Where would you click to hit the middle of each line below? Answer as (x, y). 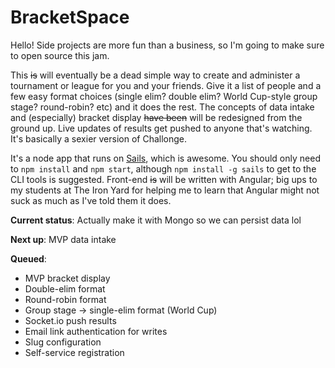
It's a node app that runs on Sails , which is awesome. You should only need (165, 158)
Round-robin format (65, 299)
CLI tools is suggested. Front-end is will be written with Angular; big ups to (164, 179)
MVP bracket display (67, 278)
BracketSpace (70, 17)
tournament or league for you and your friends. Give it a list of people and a (166, 85)
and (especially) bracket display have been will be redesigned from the (156, 117)
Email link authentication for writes (96, 331)
